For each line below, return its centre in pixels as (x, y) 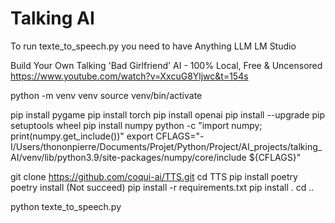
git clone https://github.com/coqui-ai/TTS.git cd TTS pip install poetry (154, 176)
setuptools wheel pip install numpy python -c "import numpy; (136, 125)
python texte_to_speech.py (66, 206)
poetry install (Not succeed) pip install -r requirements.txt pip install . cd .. (162, 187)
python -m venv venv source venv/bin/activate (106, 95)
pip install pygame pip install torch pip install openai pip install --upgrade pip (168, 114)
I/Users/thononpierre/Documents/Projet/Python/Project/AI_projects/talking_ (166, 146)
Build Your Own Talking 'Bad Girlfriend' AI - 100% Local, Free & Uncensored (166, 65)
